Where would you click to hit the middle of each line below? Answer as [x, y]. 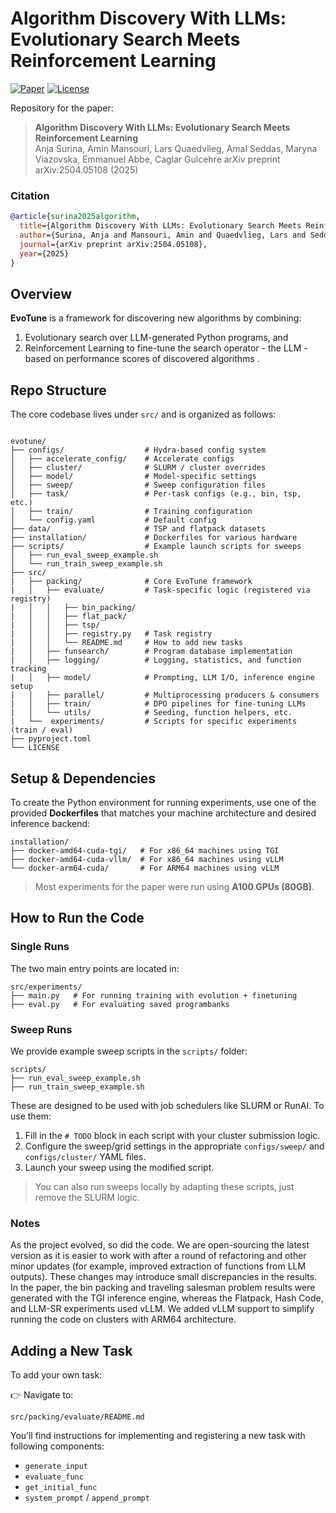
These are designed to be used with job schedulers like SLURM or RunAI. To [167, 1105]
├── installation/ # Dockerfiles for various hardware [154, 538]
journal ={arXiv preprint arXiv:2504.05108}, [113, 244]
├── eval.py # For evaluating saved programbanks [120, 1004]
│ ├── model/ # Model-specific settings [133, 477]
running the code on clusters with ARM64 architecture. [123, 1319]
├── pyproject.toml [51, 739]
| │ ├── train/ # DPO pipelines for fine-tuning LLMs [158, 704]
